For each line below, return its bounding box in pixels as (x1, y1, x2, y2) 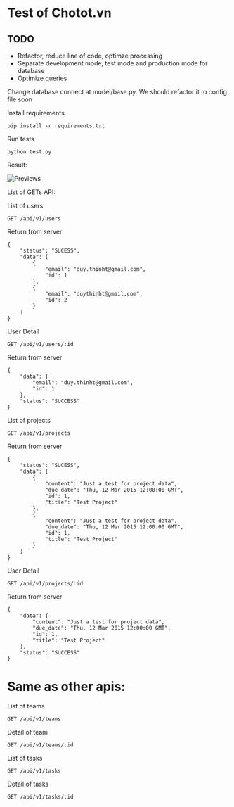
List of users (7, 202, 44, 210)
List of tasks (7, 754, 43, 762)
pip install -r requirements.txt (7, 122, 105, 129)
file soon (7, 95, 33, 103)
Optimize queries (17, 74, 67, 82)
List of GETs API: (7, 188, 56, 196)
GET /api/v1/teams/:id (7, 741, 74, 749)
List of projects (7, 417, 51, 424)
